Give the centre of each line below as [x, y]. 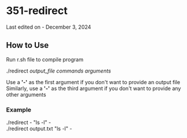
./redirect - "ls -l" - [29, 123]
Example [19, 109]
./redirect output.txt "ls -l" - [39, 129]
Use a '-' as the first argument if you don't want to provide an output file [93, 82]
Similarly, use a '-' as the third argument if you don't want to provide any [93, 88]
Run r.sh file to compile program [45, 59]
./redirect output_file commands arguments [59, 71]
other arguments [26, 94]
